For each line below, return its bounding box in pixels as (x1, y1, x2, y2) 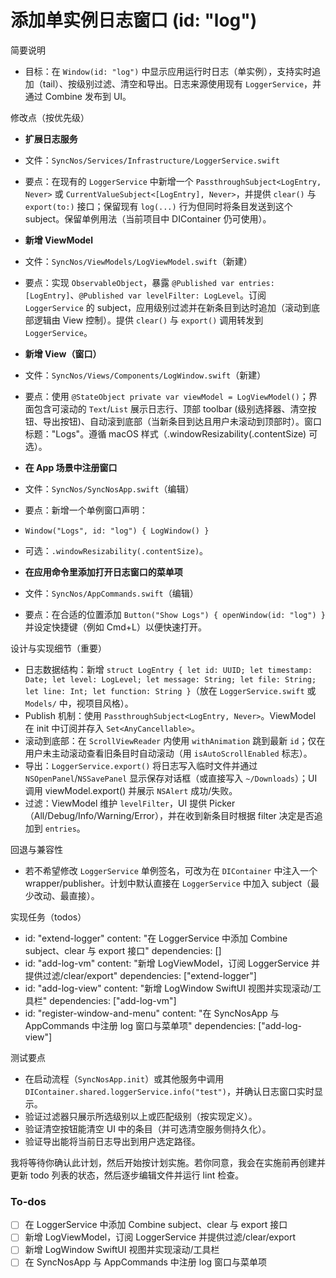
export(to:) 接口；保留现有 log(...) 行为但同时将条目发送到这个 (24, 200, 293, 212)
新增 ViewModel (24, 234, 93, 246)
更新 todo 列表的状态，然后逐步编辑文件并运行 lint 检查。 (10, 1169, 245, 1181)
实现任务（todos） (10, 911, 87, 923)
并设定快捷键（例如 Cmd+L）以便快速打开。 (24, 621, 207, 633)
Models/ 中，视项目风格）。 (24, 697, 134, 709)
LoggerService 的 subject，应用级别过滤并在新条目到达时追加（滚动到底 (24, 301, 321, 313)
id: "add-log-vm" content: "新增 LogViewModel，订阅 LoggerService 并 (24, 957, 320, 969)
